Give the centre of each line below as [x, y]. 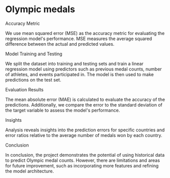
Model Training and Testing [34, 54]
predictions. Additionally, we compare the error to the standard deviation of [84, 104]
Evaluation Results [25, 89]
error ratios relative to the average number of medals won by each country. [84, 135]
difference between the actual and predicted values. [60, 44]
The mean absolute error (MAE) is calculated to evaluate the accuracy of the [85, 99]
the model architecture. [30, 171]
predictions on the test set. [33, 80]
